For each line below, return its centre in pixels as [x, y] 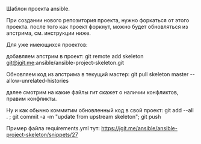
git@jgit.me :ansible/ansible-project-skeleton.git [65, 63]
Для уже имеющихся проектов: [47, 45]
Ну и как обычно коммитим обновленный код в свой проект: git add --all [100, 110]
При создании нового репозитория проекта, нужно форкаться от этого [98, 20]
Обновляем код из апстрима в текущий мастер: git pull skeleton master [97, 74]
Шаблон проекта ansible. [38, 9]
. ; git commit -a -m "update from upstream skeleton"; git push [84, 117]
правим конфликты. [32, 99]
